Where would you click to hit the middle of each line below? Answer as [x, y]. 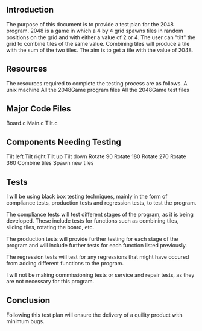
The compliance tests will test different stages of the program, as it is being [100, 215]
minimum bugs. [25, 321]
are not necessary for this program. [50, 282]
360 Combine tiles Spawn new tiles [50, 163]
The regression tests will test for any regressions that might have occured [98, 257]
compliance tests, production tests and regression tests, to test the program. [101, 203]
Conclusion [28, 300]
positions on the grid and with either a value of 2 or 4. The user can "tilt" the [101, 37]
